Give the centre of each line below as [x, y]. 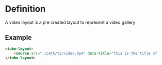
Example [18, 38]
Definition [25, 9]
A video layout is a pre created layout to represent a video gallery [70, 22]
